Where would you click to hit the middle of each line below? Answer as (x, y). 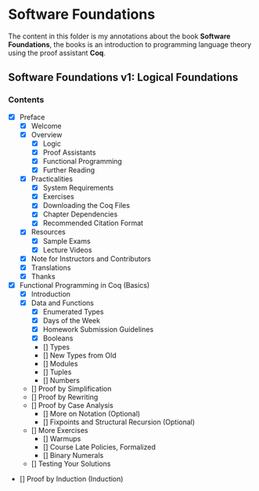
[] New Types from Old (79, 355)
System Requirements (78, 188)
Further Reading (69, 170)
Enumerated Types (73, 312)
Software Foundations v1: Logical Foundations (123, 77)
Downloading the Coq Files (86, 205)
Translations (51, 267)
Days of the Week (71, 321)
